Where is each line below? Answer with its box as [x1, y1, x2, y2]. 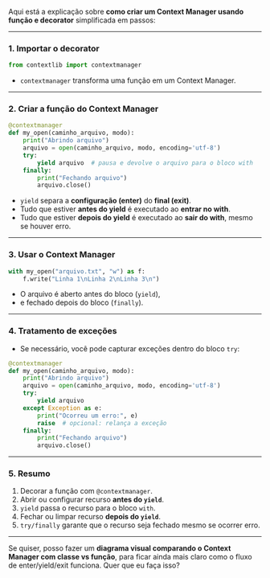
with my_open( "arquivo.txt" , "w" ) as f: [8, 267, 146, 276]
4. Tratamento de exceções [8, 326, 117, 337]
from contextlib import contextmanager [8, 61, 142, 69]
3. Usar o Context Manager [8, 249, 116, 260]
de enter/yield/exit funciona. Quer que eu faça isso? [8, 560, 181, 570]
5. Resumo [8, 468, 51, 479]
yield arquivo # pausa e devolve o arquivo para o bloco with [37, 158, 253, 167]
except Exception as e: [22, 404, 103, 412]
